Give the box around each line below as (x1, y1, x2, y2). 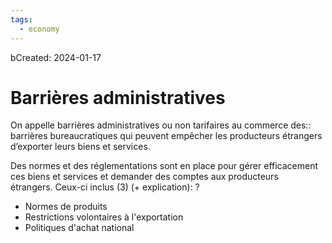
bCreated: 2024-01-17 (10, 51, 102, 63)
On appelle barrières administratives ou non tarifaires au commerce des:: (10, 119, 312, 131)
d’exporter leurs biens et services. (10, 141, 151, 153)
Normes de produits (24, 201, 108, 213)
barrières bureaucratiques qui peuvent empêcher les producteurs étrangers (10, 130, 323, 142)
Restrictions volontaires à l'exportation (24, 211, 184, 223)
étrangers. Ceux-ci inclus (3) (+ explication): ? (10, 181, 200, 193)
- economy (19, 24, 60, 34)
